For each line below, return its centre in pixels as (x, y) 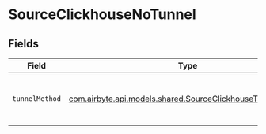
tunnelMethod (37, 99)
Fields (24, 44)
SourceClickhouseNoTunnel (102, 15)
